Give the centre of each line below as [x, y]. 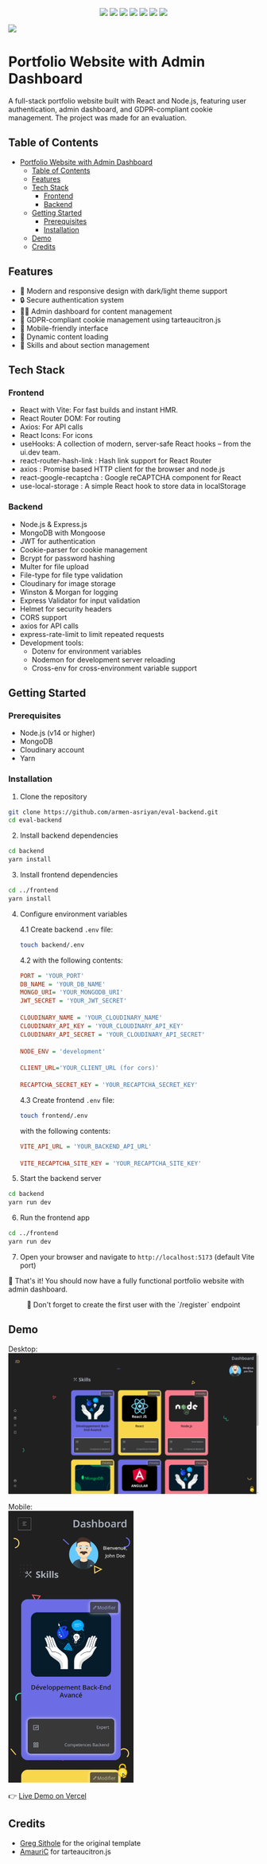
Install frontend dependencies [69, 875]
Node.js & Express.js [53, 524]
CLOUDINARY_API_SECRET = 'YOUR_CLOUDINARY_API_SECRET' [112, 1034]
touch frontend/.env [54, 1116]
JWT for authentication [57, 541]
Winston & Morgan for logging [69, 592]
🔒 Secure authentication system [72, 299]
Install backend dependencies [69, 835]
